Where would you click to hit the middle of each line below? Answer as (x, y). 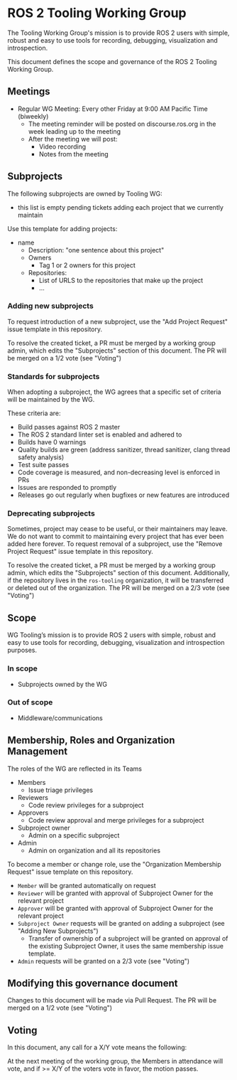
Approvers (33, 813)
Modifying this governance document (93, 984)
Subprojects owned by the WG (62, 684)
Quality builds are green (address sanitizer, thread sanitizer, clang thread (124, 450)
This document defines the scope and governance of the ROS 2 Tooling (112, 61)
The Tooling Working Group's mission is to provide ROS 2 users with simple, (118, 33)
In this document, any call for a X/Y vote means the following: (97, 1047)
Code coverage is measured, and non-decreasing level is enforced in (118, 472)
